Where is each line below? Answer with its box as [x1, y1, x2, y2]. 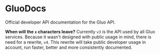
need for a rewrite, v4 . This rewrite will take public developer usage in [5, 39, 146, 45]
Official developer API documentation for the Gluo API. [5, 19, 116, 25]
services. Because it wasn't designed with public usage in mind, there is [5, 34, 152, 40]
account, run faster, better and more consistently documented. [5, 44, 132, 50]
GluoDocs [5, 3, 46, 14]
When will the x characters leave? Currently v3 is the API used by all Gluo [5, 28, 155, 34]
